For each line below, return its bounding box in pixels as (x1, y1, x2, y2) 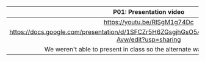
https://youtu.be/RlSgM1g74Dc (103, 18, 194, 26)
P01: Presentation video (112, 8, 185, 16)
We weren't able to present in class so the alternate (44, 45, 192, 53)
